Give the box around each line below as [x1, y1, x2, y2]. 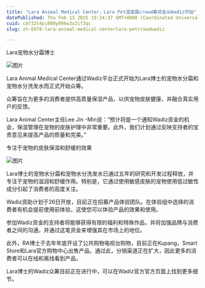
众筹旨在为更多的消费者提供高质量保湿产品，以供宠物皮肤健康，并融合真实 [6, 95, 193, 103]
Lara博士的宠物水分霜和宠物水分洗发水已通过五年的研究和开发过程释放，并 [6, 170, 194, 178]
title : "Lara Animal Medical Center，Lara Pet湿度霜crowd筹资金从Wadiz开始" [6, 9, 197, 15]
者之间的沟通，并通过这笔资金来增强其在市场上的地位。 [6, 226, 145, 234]
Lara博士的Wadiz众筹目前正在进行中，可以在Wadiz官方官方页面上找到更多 [6, 268, 193, 275]
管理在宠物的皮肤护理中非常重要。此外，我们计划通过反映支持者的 [27, 123, 193, 131]
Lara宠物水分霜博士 [6, 49, 55, 56]
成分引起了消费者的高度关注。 [6, 185, 81, 193]
